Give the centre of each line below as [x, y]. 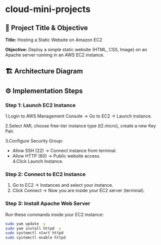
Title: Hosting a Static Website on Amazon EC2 [54, 40]
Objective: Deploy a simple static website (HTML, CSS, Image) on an [76, 49]
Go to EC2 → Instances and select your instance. [63, 185]
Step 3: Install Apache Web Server [48, 203]
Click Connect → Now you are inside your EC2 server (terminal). [78, 191]
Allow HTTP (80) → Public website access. [56, 156]
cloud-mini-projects [48, 9]
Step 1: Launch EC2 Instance [40, 105]
